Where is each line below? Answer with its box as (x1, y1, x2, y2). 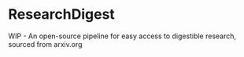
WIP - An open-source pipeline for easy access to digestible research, (8, 31, 237, 41)
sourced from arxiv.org (8, 39, 83, 48)
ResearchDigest (8, 5, 116, 23)
